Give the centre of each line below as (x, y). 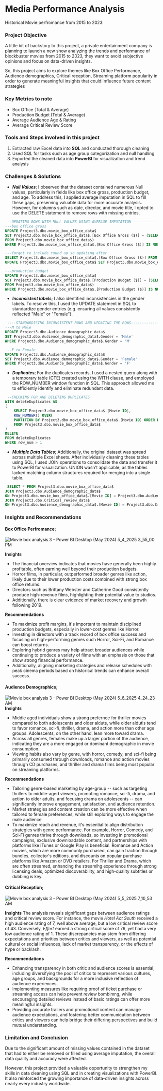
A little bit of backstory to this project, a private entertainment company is (79, 46)
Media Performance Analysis (65, 9)
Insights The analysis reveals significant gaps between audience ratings (77, 913)
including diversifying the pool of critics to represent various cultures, (82, 973)
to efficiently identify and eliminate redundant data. (63, 388)
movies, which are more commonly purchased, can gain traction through (85, 850)
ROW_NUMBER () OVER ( (33, 415)
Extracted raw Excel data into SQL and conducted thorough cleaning (81, 148)
